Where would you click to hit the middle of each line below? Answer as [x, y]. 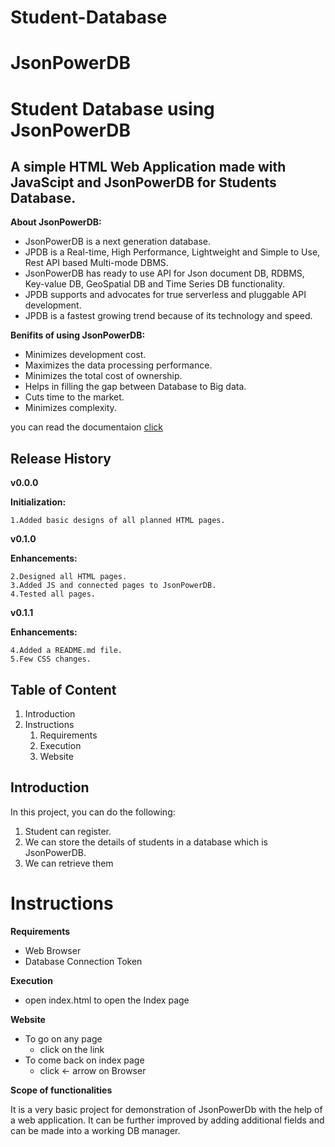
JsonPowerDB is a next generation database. [117, 242]
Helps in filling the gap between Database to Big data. [135, 387]
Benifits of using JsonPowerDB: [78, 335]
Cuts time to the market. [74, 397]
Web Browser [53, 950]
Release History [61, 458]
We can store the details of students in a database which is [146, 842]
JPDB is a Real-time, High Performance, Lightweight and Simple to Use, [172, 252]
